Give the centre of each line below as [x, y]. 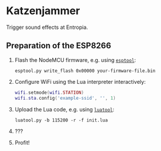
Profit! [22, 142]
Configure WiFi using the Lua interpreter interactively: [80, 81]
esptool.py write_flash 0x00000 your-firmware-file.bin [85, 71]
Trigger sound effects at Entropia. [47, 27]
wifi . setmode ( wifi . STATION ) [49, 93]
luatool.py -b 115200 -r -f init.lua [61, 120]
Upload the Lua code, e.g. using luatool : [64, 109]
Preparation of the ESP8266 [59, 46]
